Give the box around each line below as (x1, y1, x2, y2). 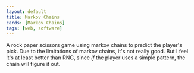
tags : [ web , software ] (6, 25, 62, 31)
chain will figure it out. (6, 61, 61, 68)
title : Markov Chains (6, 14, 60, 20)
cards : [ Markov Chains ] (6, 20, 65, 26)
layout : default (6, 8, 46, 15)
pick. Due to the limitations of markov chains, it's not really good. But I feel (6, 48, 189, 55)
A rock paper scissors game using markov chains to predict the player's (6, 42, 183, 49)
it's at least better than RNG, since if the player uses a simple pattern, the (6, 54, 186, 61)
